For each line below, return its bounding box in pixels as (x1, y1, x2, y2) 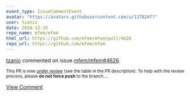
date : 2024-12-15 (6, 24, 48, 31)
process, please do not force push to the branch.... (6, 73, 108, 79)
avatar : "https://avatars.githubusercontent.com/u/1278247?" (6, 14, 158, 20)
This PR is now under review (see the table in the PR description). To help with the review (6, 68, 185, 74)
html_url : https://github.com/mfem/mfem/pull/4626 (6, 35, 132, 41)
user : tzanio (6, 19, 38, 25)
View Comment (6, 83, 43, 90)
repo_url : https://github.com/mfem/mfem (6, 41, 106, 47)
